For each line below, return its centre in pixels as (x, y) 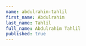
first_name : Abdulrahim (35, 17)
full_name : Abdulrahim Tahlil (43, 28)
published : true (26, 34)
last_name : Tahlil (28, 23)
